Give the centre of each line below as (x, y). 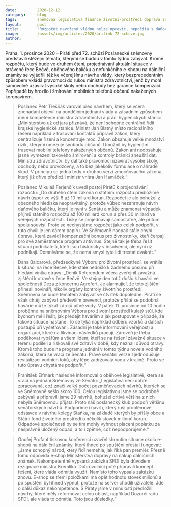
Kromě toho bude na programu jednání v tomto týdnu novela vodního (90, 349)
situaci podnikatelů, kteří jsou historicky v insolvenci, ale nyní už (85, 246)
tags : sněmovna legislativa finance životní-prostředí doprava (83, 19)
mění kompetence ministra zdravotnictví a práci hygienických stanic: (90, 117)
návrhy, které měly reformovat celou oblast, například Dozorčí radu (88, 493)
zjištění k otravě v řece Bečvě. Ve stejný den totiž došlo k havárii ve (88, 278)
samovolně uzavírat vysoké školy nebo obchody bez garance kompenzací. (83, 85)
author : (13, 39)
